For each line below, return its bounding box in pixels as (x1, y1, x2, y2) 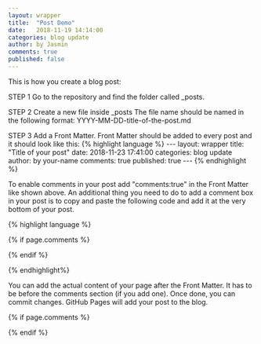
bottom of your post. (8, 204, 74, 214)
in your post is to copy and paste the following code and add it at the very (8, 196, 246, 205)
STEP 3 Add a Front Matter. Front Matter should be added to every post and (8, 130, 252, 140)
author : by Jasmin (8, 41, 68, 49)
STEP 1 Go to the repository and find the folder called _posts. (8, 92, 205, 101)
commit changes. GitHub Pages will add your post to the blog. (8, 297, 208, 306)
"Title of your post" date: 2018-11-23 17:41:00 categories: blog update (8, 147, 233, 157)
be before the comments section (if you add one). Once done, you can (8, 288, 236, 298)
